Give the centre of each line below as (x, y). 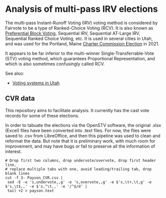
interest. (14, 151)
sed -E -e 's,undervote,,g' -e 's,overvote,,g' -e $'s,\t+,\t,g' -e (80, 182)
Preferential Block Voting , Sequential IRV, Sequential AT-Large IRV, (73, 33)
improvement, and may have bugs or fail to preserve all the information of (80, 146)
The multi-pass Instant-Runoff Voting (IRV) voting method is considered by (82, 23)
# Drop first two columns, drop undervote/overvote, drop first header (81, 160)
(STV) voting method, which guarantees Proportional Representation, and (80, 58)
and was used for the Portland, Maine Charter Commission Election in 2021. (82, 43)
